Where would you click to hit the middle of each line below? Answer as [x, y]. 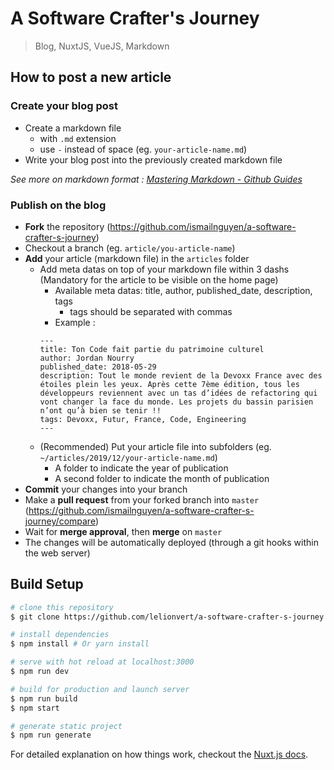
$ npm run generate [51, 735]
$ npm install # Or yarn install [80, 644]
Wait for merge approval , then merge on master [123, 531]
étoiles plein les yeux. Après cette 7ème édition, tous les [169, 384]
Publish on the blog [58, 205]
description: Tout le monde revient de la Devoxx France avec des [181, 375]
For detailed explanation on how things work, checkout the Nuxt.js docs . [159, 754]
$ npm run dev [40, 672]
